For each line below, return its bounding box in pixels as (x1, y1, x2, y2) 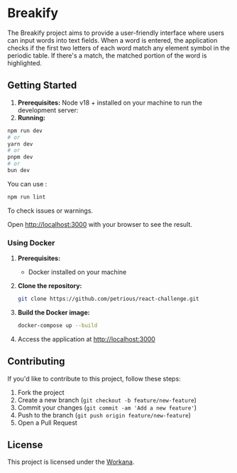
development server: (17, 105, 79, 115)
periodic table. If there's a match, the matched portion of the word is (7, 51, 207, 60)
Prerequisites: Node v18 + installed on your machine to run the (17, 98, 202, 107)
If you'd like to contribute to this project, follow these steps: (7, 374, 181, 383)
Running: (17, 113, 46, 122)
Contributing (7, 356, 65, 368)
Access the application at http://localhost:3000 (17, 334, 156, 343)
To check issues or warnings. (7, 206, 94, 215)
